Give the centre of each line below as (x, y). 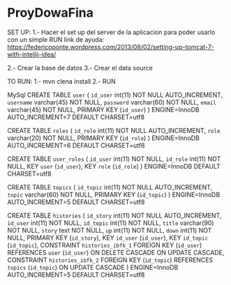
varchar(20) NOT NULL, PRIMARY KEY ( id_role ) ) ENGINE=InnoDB (104, 138)
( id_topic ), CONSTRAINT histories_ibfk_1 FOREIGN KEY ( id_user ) (105, 245)
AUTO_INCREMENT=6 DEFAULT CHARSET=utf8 (76, 145)
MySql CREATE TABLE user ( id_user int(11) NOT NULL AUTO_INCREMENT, (115, 95)
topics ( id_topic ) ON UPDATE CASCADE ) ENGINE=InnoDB (93, 267)
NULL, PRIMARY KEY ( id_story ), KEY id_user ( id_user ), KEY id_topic (107, 238)
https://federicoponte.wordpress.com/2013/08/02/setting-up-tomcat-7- (111, 47)
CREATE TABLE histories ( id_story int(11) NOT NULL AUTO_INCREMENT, (114, 215)
